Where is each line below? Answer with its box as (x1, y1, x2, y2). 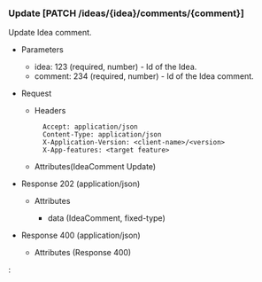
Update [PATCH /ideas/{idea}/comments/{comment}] (8, 7, 244, 20)
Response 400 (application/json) (20, 230, 141, 241)
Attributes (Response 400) (34, 247, 132, 258)
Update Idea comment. (8, 27, 92, 38)
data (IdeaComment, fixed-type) (47, 213, 166, 223)
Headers (34, 106, 66, 116)
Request (20, 88, 52, 99)
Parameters (20, 44, 64, 55)
